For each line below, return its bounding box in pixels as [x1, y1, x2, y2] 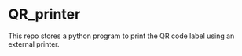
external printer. [8, 39, 60, 48]
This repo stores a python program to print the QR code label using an [8, 31, 235, 40]
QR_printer [8, 5, 81, 23]
